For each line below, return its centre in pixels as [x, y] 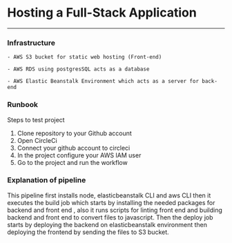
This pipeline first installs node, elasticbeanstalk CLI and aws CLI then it [109, 195]
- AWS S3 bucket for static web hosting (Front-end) [85, 57]
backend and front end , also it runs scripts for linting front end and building [115, 210]
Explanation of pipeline [47, 180]
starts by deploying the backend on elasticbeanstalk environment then [107, 224]
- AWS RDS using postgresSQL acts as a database [78, 69]
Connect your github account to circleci [74, 148]
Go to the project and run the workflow [72, 162]
